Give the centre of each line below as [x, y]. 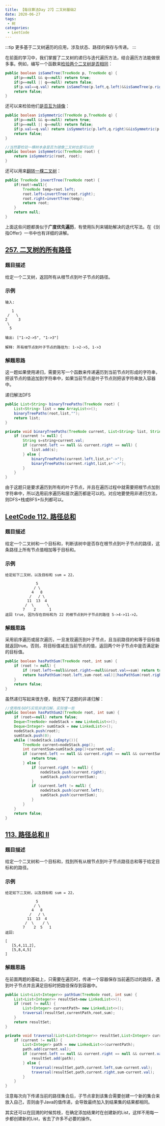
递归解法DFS [18, 395]
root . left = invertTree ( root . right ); [59, 194]
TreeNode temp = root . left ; [49, 189]
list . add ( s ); [44, 450]
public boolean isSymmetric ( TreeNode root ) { [52, 152]
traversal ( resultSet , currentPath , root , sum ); [69, 1013]
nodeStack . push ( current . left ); [72, 791]
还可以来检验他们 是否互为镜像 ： [37, 106]
